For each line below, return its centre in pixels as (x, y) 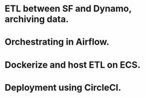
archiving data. (37, 19)
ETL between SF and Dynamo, (68, 9)
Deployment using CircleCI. (63, 87)
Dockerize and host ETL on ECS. (72, 65)
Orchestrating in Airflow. (57, 42)
